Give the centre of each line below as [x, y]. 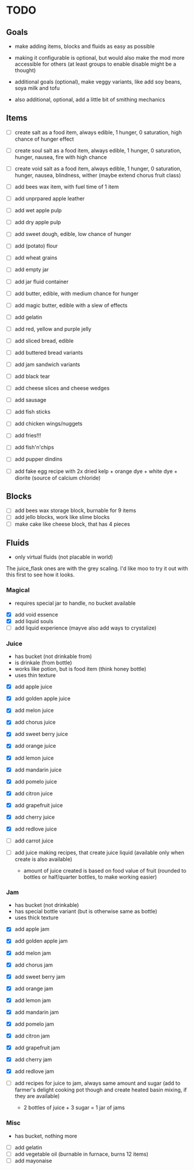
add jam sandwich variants [47, 364]
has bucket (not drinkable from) [53, 656]
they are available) [37, 1096]
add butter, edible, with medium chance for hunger [77, 293]
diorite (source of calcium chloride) [58, 478]
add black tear [32, 376]
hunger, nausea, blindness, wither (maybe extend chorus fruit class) [98, 175]
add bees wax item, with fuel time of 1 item [67, 187]
